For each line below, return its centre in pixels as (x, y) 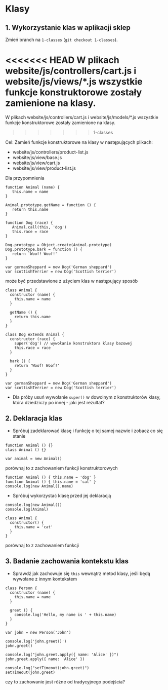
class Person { (21, 588)
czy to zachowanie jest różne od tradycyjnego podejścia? (65, 681)
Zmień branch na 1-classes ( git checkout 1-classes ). (61, 40)
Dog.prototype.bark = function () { (44, 249)
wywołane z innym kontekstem (45, 579)
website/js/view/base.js (37, 157)
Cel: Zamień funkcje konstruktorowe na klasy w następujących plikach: (79, 142)
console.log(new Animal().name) (39, 486)
